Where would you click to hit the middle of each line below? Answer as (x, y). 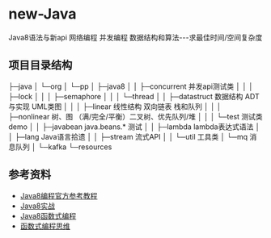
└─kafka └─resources (75, 147)
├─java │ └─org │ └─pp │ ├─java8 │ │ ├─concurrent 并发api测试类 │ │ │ (131, 86)
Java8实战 (37, 206)
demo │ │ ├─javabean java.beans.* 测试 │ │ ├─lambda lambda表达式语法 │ (134, 127)
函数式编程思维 (45, 226)
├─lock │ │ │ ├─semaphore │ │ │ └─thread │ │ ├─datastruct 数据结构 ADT (134, 96)
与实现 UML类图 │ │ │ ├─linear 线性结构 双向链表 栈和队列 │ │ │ (115, 106)
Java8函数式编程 (48, 215)
